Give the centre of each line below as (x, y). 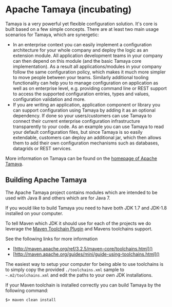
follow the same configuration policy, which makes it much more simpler (89, 72)
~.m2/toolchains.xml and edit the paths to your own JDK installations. (79, 275)
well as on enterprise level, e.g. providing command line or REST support (90, 88)
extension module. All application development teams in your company (88, 56)
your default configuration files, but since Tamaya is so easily (78, 132)
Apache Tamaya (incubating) (69, 10)
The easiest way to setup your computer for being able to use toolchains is (84, 264)
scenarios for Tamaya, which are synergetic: (52, 34)
